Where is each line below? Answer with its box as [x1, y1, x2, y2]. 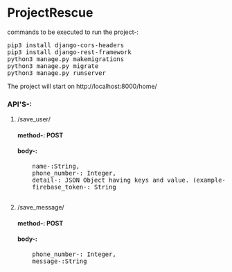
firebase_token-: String [32, 183, 116, 192]
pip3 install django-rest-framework [7, 48, 132, 56]
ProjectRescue [7, 5, 93, 21]
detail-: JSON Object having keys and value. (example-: [32, 176, 230, 185]
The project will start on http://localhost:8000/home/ [7, 82, 157, 90]
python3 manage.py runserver [7, 69, 106, 77]
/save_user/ [17, 115, 51, 124]
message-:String [32, 257, 87, 265]
